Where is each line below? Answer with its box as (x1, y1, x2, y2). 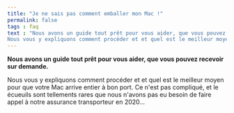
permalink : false (7, 17, 58, 24)
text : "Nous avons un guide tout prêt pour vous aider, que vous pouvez (7, 29, 226, 37)
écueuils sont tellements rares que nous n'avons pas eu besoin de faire (7, 91, 212, 99)
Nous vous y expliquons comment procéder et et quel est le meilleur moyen (7, 76, 224, 84)
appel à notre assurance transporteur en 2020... (7, 98, 145, 106)
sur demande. (7, 62, 49, 71)
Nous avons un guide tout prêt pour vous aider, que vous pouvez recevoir (7, 55, 224, 63)
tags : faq (7, 23, 39, 30)
